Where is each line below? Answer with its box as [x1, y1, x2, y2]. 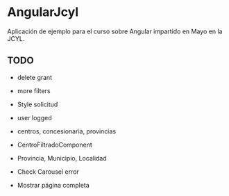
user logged [17, 113, 52, 122]
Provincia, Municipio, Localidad [17, 154, 108, 162]
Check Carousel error [17, 168, 80, 176]
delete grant [17, 73, 53, 81]
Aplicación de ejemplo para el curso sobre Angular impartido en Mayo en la [7, 27, 223, 35]
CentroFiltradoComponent [17, 140, 92, 149]
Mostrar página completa [17, 181, 90, 189]
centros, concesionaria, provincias [17, 126, 117, 136]
